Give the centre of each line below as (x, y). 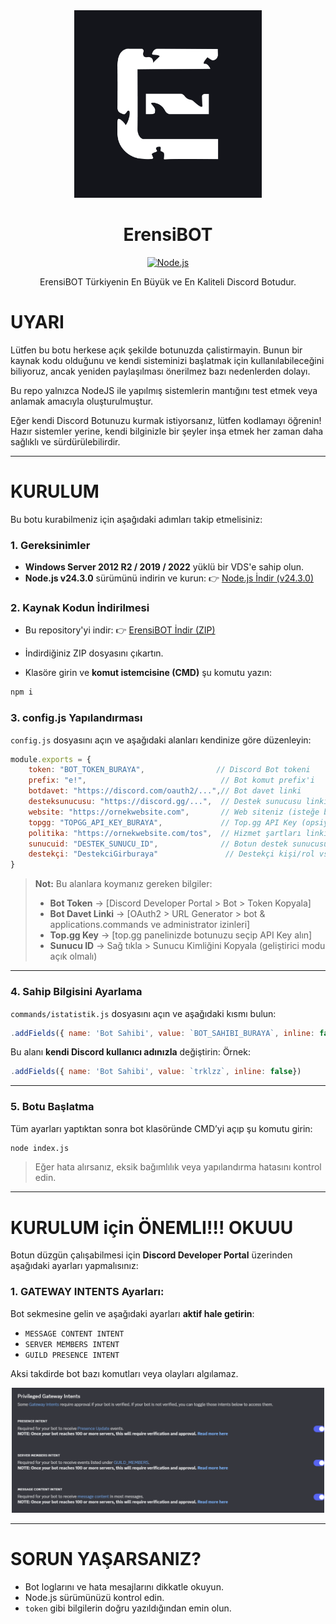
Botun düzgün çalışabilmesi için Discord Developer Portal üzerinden (151, 1255)
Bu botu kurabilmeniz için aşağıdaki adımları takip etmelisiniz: (136, 519)
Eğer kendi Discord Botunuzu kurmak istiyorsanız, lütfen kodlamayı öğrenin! (166, 420)
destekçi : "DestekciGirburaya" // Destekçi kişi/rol (171, 854)
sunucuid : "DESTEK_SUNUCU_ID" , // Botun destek (158, 844)
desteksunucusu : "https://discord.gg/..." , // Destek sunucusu (165, 802)
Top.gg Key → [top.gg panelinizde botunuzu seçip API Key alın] (181, 935)
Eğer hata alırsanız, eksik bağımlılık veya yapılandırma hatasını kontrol (178, 1167)
